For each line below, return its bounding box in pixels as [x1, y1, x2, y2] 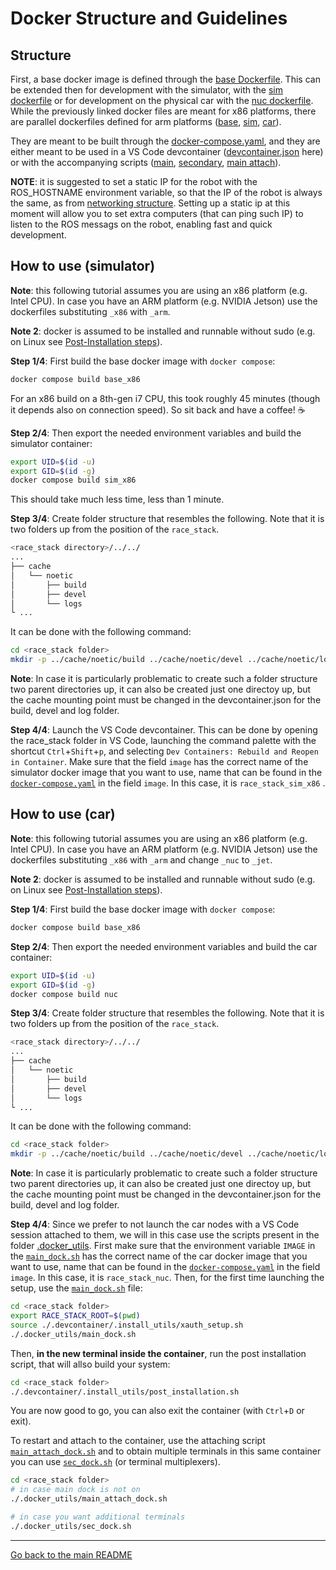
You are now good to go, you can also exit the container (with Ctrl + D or [10, 1405, 305, 1417]
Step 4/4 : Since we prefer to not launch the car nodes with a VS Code [10, 1218, 300, 1231]
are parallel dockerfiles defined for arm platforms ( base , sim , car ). [10, 116, 282, 127]
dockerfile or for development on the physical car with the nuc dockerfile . [10, 95, 314, 106]
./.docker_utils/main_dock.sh [10, 1329, 137, 1339]
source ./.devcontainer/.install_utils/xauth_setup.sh [10, 1320, 244, 1330]
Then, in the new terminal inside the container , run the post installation [10, 1347, 307, 1359]
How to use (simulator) [10, 258, 156, 275]
